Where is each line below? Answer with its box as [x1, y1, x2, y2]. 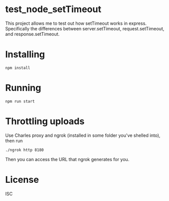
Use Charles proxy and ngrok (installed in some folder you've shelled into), [5, 132, 160, 138]
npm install [5, 65, 30, 70]
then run [5, 137, 23, 143]
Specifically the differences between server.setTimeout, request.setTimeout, [5, 25, 165, 31]
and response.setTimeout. [5, 31, 60, 37]
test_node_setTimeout [5, 4, 102, 15]
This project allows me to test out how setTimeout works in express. [5, 20, 147, 26]
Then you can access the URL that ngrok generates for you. [5, 156, 130, 162]
